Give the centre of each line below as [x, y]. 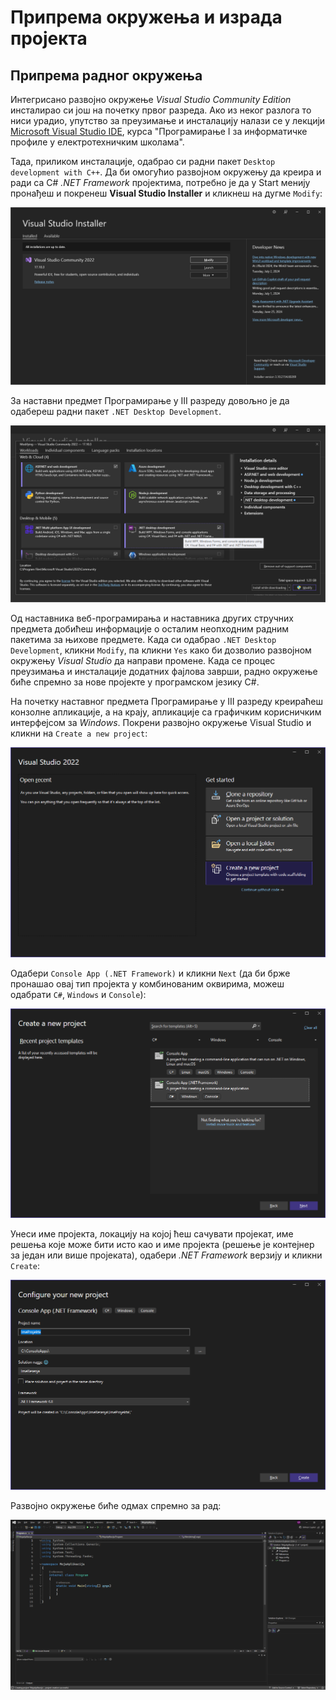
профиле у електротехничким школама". [97, 142]
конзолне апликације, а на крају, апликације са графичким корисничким [166, 712]
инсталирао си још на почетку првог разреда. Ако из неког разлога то [161, 110]
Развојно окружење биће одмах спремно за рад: [116, 1505]
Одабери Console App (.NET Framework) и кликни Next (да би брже [150, 973]
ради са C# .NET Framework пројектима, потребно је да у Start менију [160, 182]
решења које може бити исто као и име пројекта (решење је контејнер [162, 1244]
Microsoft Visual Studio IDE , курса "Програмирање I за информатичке [159, 131]
